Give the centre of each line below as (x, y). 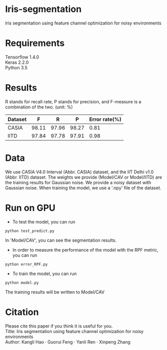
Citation (22, 312)
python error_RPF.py (27, 264)
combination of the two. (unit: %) (39, 107)
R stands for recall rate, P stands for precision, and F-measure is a (73, 101)
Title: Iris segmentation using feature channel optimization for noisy (74, 331)
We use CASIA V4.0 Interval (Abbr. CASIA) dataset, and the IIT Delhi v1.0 (80, 172)
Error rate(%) (105, 119)
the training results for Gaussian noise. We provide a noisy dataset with (78, 182)
